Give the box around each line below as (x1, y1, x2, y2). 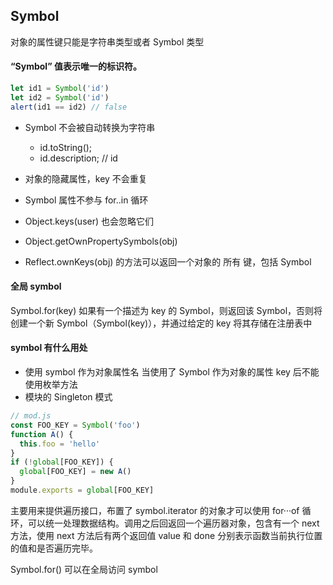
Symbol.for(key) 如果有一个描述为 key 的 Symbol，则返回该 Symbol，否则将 (10, 304, 323, 316)
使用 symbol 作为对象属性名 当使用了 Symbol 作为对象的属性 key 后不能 (24, 366, 320, 378)
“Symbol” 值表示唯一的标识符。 (10, 60, 142, 73)
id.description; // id (39, 152, 118, 164)
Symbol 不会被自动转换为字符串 (24, 121, 156, 133)
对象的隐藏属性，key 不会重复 (24, 172, 148, 184)
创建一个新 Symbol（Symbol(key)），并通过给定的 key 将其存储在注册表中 (10, 317, 313, 329)
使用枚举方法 (24, 379, 78, 391)
